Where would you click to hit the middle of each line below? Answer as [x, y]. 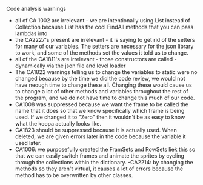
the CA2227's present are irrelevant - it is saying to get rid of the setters [105, 40]
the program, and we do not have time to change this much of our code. [105, 98]
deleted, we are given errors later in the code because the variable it [100, 136]
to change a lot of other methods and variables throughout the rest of [102, 91]
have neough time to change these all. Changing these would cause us [103, 85]
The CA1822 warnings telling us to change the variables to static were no [106, 72]
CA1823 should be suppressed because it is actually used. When [96, 130]
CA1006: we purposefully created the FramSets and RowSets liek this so [105, 149]
